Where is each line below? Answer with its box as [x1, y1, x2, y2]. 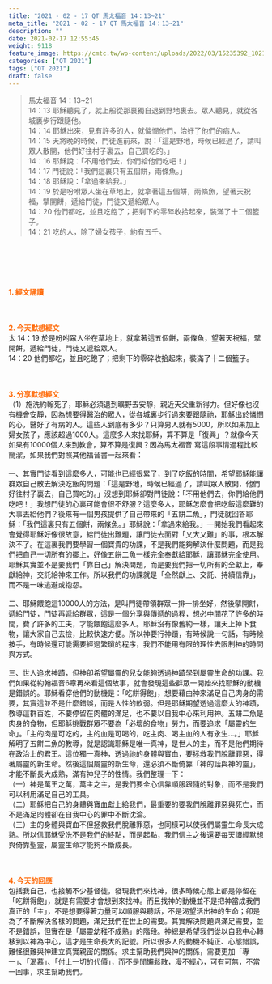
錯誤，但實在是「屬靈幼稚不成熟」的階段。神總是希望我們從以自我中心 [22, 926, 257, 935]
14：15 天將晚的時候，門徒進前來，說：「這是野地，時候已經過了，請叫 [28, 135, 261, 146]
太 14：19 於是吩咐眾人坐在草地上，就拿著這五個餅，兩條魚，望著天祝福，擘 [8, 333, 261, 342]
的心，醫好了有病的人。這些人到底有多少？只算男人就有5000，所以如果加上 [8, 419, 261, 429]
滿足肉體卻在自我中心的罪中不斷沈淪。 [22, 809, 151, 819]
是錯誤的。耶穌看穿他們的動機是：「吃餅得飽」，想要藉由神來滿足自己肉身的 [8, 688, 257, 698]
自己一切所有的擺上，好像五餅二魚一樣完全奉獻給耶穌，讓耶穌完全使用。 [22, 549, 264, 559]
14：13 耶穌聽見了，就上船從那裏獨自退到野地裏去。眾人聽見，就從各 [28, 105, 258, 115]
